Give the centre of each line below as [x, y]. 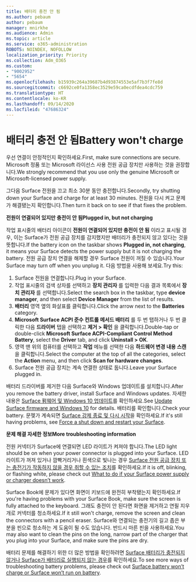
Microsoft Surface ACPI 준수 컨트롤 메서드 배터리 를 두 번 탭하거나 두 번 [97, 320]
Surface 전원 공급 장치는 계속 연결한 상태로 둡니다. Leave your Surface [95, 368]
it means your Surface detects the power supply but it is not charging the [94, 252]
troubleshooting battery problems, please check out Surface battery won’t [95, 566]
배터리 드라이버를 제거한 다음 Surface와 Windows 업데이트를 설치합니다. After [95, 386]
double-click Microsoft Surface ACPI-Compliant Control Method [93, 333]
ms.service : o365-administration [47, 44]
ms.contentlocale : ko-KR [36, 98]
